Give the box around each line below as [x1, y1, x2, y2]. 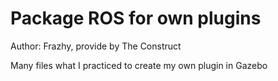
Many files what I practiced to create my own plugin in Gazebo [10, 59, 268, 71]
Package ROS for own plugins [10, 7, 262, 30]
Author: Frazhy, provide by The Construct [10, 40, 182, 52]
